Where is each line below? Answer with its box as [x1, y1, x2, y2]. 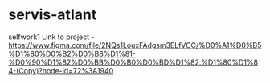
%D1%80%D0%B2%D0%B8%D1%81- [8, 49, 137, 58]
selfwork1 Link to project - [8, 32, 95, 41]
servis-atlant [8, 6, 97, 24]
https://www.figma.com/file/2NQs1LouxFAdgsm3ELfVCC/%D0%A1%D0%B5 [8, 40, 262, 49]
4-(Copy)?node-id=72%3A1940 [8, 65, 114, 75]
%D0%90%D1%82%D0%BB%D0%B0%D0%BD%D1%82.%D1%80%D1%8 [8, 57, 259, 67]
